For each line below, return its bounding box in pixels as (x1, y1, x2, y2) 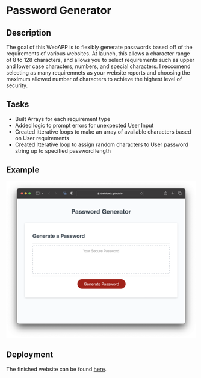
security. (6, 82, 28, 89)
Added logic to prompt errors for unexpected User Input (14, 122, 154, 129)
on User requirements (14, 134, 69, 141)
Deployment (6, 350, 54, 360)
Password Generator (6, 4, 111, 17)
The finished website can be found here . (6, 365, 107, 373)
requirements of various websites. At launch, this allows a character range (6, 50, 190, 57)
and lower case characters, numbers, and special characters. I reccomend (6, 63, 191, 70)
